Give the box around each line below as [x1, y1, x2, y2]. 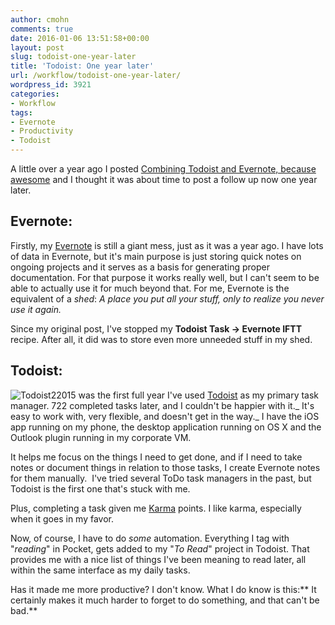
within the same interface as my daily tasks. [10, 564, 191, 576]
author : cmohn [10, 14, 70, 25]
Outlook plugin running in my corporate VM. [10, 431, 192, 443]
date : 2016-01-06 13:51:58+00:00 [10, 33, 150, 43]
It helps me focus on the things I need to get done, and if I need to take [10, 451, 303, 463]
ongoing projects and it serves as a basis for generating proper [10, 261, 270, 273]
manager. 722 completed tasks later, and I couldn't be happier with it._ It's [10, 399, 315, 411]
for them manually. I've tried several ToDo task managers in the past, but [10, 472, 312, 484]
